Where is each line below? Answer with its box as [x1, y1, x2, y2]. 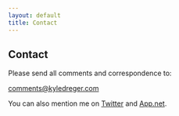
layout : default [8, 11, 61, 20]
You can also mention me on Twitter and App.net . [8, 99, 167, 108]
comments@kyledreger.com [8, 84, 99, 93]
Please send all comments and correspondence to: [8, 68, 172, 78]
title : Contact [8, 19, 58, 27]
